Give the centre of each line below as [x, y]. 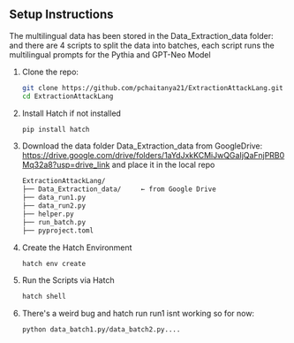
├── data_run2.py [54, 206]
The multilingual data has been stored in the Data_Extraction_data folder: [141, 35]
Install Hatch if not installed [72, 113]
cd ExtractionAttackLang [68, 96]
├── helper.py [48, 214]
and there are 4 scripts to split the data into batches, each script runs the [142, 45]
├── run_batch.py [54, 222]
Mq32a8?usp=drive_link [66, 165]
